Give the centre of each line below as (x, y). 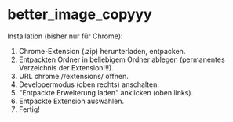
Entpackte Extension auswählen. (71, 101)
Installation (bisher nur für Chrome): (65, 36)
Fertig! (29, 109)
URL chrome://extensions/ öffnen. (73, 76)
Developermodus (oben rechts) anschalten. (89, 84)
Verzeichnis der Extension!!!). (66, 67)
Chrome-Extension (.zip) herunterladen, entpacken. (102, 51)
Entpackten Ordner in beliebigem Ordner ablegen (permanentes (122, 59)
